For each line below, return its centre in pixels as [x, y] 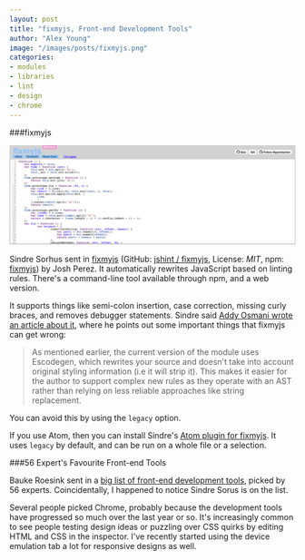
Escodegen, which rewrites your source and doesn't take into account [162, 362]
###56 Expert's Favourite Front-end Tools [88, 463]
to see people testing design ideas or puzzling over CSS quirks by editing [147, 527]
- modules [28, 67]
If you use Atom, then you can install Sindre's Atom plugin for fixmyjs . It [143, 436]
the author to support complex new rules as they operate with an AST [162, 381]
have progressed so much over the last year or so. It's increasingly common [152, 517]
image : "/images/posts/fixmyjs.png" [79, 48]
